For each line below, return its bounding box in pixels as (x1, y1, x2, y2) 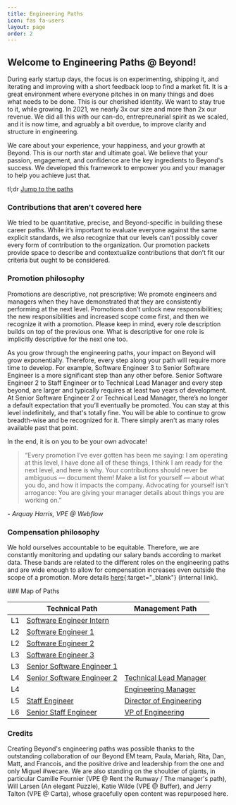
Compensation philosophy (7, 527, 100, 537)
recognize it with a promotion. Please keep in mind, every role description (7, 319, 221, 328)
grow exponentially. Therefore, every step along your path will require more (7, 356, 226, 364)
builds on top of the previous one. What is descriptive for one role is (7, 327, 204, 335)
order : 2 (7, 30, 33, 37)
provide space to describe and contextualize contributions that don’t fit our (7, 249, 225, 257)
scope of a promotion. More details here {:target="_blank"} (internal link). (7, 573, 218, 581)
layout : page (7, 23, 46, 30)
